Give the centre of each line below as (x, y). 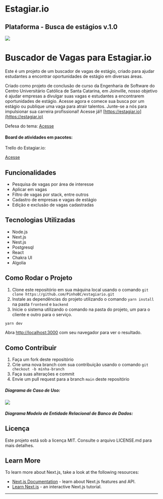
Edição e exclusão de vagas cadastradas (53, 205)
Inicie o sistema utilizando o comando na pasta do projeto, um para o (81, 309)
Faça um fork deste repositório (43, 359)
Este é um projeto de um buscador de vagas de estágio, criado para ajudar (80, 71)
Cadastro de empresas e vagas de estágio (54, 199)
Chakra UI (22, 258)
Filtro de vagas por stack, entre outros (50, 194)
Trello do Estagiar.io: (25, 148)
